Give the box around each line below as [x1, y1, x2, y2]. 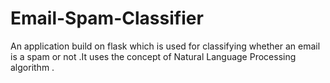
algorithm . [10, 61, 55, 73]
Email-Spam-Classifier [10, 7, 204, 30]
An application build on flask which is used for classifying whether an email [10, 40, 321, 52]
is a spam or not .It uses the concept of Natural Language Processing [10, 50, 297, 62]
